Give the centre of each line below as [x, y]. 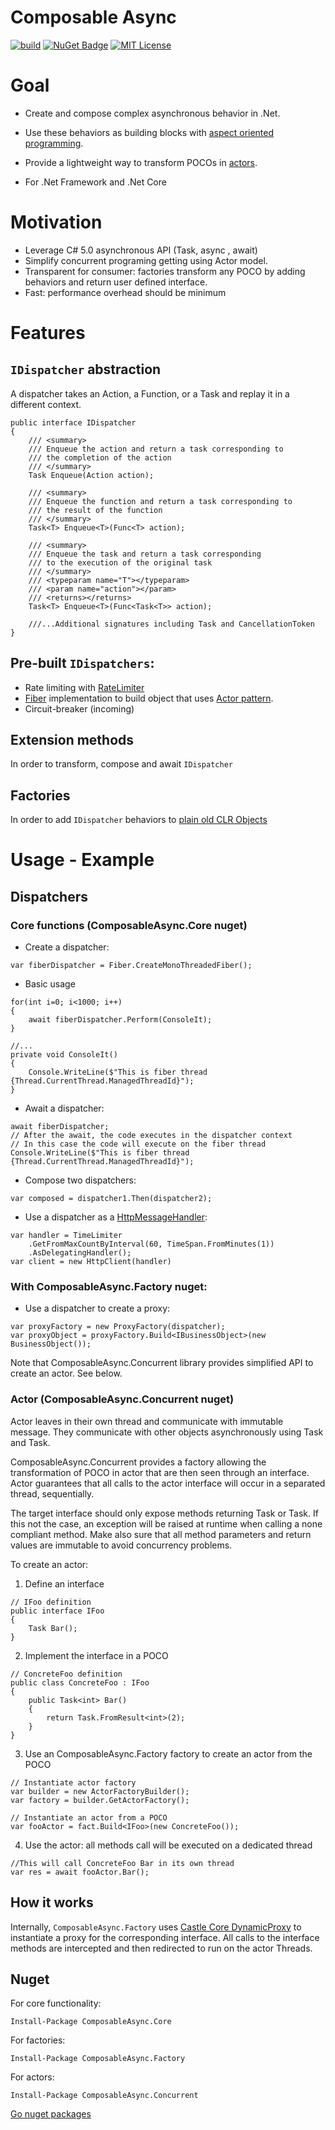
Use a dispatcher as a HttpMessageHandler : [116, 1217]
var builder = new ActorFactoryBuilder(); [100, 1791]
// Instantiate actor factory [73, 1782]
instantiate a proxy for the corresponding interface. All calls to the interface [165, 1937]
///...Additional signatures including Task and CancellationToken [171, 624]
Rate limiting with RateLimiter [84, 687]
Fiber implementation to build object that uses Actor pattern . [149, 698]
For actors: [32, 2077]
